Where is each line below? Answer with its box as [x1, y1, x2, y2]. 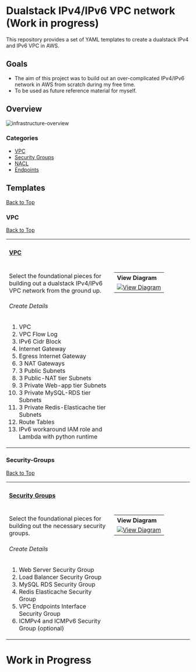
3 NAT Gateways [19, 359, 65, 368]
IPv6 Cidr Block [19, 338, 61, 346]
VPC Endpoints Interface [19, 602, 86, 610]
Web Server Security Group [19, 565, 94, 574]
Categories [6, 134, 38, 142]
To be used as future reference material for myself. [14, 87, 137, 94]
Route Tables [19, 418, 55, 426]
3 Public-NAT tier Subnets [19, 374, 92, 382]
